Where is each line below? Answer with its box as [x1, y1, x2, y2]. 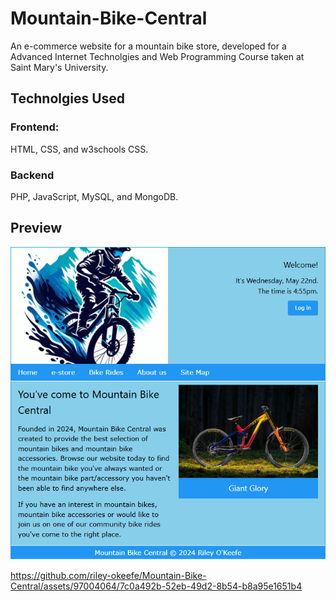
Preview [10, 220, 63, 237]
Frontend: [10, 120, 60, 134]
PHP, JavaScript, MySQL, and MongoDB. [10, 190, 179, 202]
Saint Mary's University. [10, 61, 109, 73]
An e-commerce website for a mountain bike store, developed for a [10, 40, 287, 52]
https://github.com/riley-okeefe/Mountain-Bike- [10, 569, 207, 581]
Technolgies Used [10, 90, 126, 107]
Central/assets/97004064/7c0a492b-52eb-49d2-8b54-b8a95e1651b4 [10, 580, 303, 592]
